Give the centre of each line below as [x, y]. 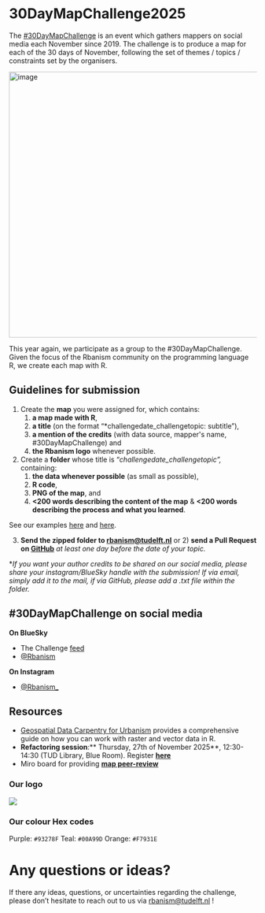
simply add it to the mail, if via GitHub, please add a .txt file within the [122, 581]
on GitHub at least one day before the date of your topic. [113, 548]
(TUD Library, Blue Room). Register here [105, 755]
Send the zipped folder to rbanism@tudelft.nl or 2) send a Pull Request [138, 540]
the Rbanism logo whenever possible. [94, 451]
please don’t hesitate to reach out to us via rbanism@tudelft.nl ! [112, 900]
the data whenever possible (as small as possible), [115, 476]
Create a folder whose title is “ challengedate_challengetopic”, [121, 459]
